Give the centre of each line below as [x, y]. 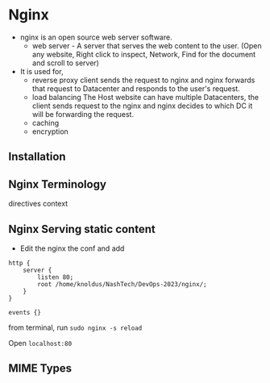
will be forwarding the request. [83, 114]
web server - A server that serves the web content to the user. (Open [147, 45]
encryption [50, 131]
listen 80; [56, 277]
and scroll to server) [65, 63]
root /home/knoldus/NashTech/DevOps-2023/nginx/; [122, 284]
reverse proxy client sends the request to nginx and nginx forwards [143, 80]
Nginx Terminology [58, 184]
